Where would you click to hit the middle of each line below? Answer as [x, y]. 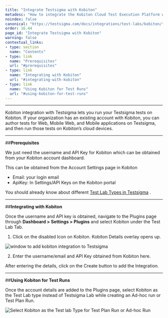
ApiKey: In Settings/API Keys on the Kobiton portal [64, 183]
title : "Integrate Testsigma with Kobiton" [51, 10]
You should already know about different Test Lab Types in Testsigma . [78, 192]
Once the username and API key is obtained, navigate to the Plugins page [81, 216]
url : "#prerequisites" [33, 66]
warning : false [21, 38]
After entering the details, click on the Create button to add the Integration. [82, 266]
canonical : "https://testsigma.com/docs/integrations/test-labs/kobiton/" [85, 24]
